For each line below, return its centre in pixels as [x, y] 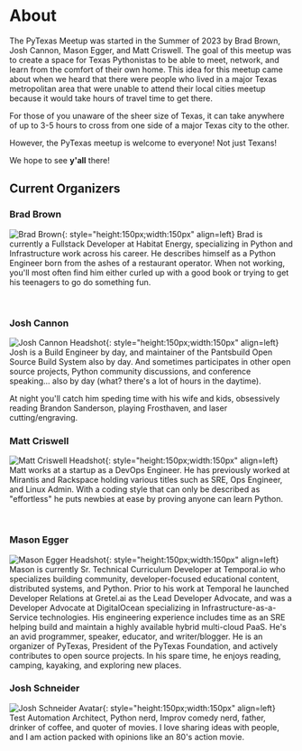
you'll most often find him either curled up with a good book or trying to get [149, 273]
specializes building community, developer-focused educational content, [144, 579]
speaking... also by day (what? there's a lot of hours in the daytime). [135, 381]
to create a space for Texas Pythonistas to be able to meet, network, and [144, 60]
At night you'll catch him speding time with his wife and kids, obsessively [145, 398]
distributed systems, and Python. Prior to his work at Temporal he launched [149, 589]
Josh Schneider [45, 689]
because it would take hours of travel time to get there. [111, 98]
